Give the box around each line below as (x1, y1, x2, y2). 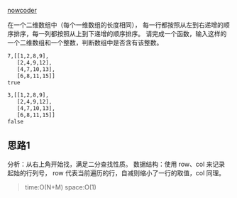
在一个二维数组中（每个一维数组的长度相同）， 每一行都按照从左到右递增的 (7, 21, 224, 29)
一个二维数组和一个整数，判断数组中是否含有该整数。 (7, 38, 163, 47)
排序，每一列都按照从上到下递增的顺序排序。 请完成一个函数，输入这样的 (13, 30, 227, 38)
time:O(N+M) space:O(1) (24, 182, 97, 191)
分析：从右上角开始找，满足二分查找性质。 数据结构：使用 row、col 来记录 (7, 160, 226, 168)
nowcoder (7, 6, 38, 14)
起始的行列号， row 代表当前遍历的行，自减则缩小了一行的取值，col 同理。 (7, 168, 226, 177)
